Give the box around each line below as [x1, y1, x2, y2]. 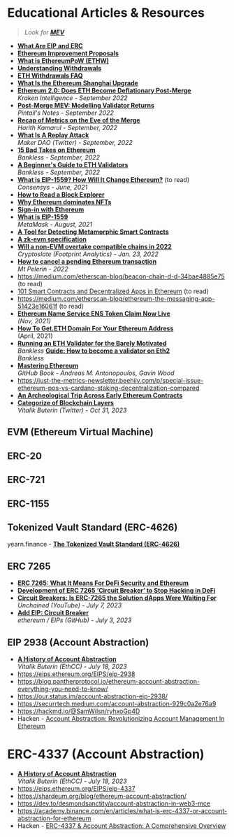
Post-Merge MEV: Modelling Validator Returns [17, 101, 155, 109]
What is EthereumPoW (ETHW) [17, 56, 110, 64]
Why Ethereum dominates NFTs [17, 197, 112, 206]
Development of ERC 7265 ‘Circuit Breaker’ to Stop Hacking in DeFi [17, 586, 216, 595]
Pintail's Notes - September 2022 [17, 108, 114, 117]
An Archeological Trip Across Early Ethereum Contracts [17, 391, 183, 400]
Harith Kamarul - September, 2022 [17, 123, 117, 132]
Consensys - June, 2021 [17, 183, 88, 191]
